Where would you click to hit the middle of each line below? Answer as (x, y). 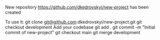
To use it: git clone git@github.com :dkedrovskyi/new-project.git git (74, 22)
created (13, 12)
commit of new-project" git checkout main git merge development (73, 32)
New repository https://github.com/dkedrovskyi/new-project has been (77, 7)
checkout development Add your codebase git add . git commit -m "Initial (80, 27)
